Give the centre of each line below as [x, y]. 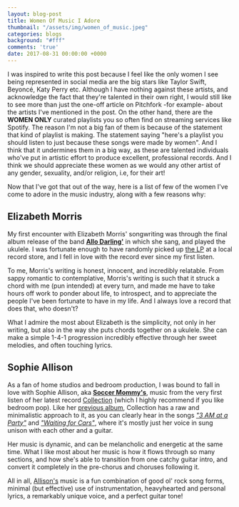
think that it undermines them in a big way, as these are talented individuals [118, 150]
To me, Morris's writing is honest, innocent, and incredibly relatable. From [116, 270]
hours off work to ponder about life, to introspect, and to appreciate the [112, 293]
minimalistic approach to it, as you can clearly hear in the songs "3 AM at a [118, 415]
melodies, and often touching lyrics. [60, 345]
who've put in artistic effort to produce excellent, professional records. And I [119, 157]
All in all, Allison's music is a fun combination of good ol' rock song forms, [116, 481]
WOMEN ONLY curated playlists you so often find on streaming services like [119, 119]
